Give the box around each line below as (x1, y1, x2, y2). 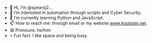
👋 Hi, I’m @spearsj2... (9, 5, 53, 10)
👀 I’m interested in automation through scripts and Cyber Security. (9, 10, 142, 15)
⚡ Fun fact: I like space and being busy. (9, 33, 88, 38)
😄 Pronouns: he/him (9, 27, 51, 33)
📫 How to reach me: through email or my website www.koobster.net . (9, 20, 148, 26)
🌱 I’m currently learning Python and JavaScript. (9, 15, 104, 20)
